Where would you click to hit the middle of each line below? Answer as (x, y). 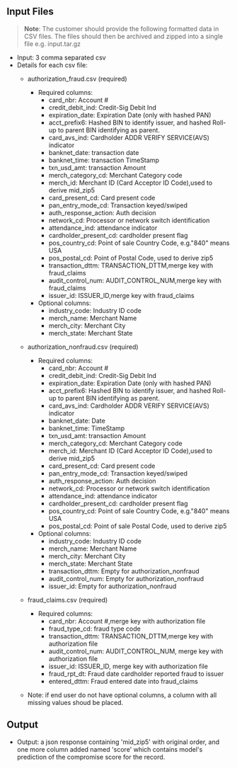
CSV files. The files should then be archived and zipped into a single (123, 36)
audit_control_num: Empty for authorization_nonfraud (126, 578)
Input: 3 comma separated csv (62, 57)
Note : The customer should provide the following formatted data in (121, 28)
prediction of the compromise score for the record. (91, 757)
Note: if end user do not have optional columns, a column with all (122, 695)
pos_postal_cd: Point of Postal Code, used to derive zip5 (131, 258)
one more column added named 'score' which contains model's (110, 749)
